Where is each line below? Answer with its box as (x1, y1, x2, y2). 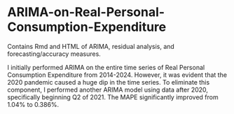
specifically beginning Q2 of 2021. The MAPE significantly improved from (7, 92, 219, 101)
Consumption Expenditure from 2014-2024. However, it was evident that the (7, 71, 228, 79)
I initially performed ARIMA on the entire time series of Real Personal (7, 63, 205, 71)
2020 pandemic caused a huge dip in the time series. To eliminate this (7, 78, 210, 86)
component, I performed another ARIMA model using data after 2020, (7, 85, 209, 94)
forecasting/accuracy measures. (7, 50, 102, 58)
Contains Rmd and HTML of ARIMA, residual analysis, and (7, 42, 175, 50)
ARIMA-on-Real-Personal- (7, 4, 165, 20)
